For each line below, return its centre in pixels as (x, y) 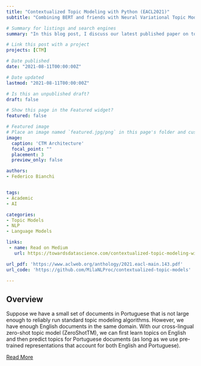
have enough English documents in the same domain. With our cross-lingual (100, 326)
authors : (17, 171)
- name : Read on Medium (38, 248)
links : (14, 242)
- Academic (20, 198)
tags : (13, 193)
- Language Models (29, 232)
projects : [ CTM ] (26, 50)
